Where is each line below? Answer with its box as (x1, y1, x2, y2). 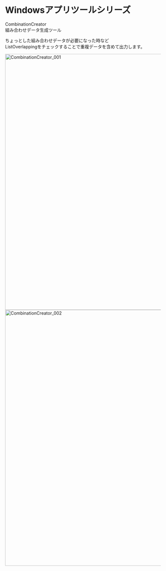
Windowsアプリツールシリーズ (5, 4, 131, 16)
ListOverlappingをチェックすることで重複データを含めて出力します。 (5, 43, 145, 49)
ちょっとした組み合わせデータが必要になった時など (5, 38, 109, 43)
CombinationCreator (5, 21, 47, 27)
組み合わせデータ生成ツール (5, 27, 62, 33)
